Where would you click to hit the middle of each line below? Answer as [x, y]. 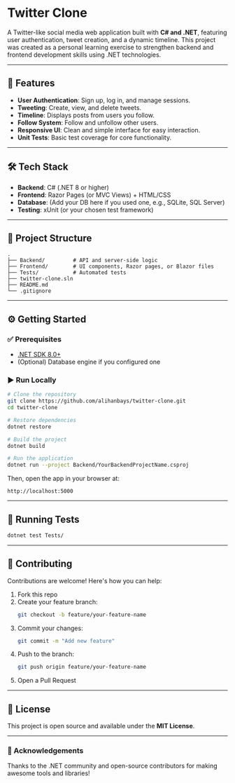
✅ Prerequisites [34, 339]
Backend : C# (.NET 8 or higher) [63, 187]
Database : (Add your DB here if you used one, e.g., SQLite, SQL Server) [121, 202]
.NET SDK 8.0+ [39, 355]
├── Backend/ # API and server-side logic [83, 261]
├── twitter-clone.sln [40, 279]
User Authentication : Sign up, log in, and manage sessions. [104, 100]
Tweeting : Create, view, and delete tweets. [79, 107]
